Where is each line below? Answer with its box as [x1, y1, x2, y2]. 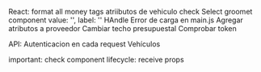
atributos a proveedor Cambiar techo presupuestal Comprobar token [8, 24, 237, 33]
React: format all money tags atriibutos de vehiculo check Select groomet [8, 7, 253, 16]
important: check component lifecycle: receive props [8, 55, 184, 64]
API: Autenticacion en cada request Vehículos [8, 39, 161, 49]
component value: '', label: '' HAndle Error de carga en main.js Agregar [8, 15, 244, 25]
